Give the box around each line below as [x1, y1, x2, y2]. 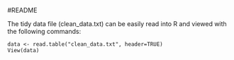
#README [7, 6, 38, 14]
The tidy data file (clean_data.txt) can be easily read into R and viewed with [7, 20, 227, 28]
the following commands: [7, 28, 82, 35]
